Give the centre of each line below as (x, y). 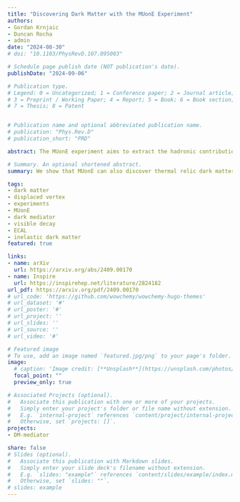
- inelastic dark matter (44, 237)
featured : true (30, 244)
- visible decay (31, 224)
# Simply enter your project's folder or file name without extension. (120, 408)
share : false (27, 448)
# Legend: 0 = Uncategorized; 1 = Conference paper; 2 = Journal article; (121, 93)
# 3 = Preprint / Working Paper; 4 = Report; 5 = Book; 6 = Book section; (121, 100)
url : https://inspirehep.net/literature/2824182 (87, 283)
